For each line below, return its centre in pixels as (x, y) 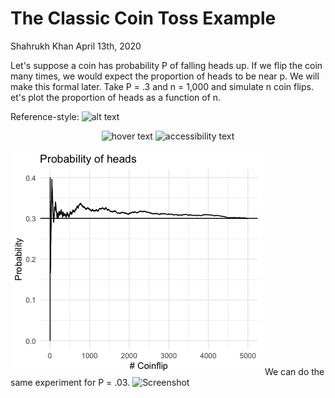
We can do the (294, 371)
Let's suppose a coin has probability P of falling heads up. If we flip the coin (166, 65)
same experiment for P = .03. (70, 382)
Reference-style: (45, 116)
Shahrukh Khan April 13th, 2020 (76, 46)
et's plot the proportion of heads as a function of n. (116, 97)
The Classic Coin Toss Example (143, 18)
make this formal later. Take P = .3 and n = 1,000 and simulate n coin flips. (162, 86)
